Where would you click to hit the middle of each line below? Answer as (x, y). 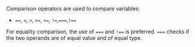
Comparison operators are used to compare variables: (73, 9)
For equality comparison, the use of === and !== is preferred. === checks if (98, 32)
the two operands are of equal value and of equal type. (74, 38)
